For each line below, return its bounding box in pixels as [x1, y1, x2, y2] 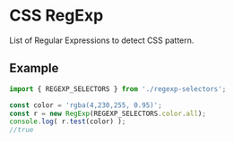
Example [9, 61, 59, 76]
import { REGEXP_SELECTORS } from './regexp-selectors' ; [9, 84, 227, 94]
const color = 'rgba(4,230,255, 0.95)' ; [9, 100, 163, 110]
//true [9, 126, 34, 135]
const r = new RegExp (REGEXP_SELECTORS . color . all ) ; [9, 109, 206, 118]
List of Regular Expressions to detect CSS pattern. [9, 35, 195, 46]
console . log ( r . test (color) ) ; [9, 117, 126, 126]
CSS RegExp [9, 5, 104, 26]
